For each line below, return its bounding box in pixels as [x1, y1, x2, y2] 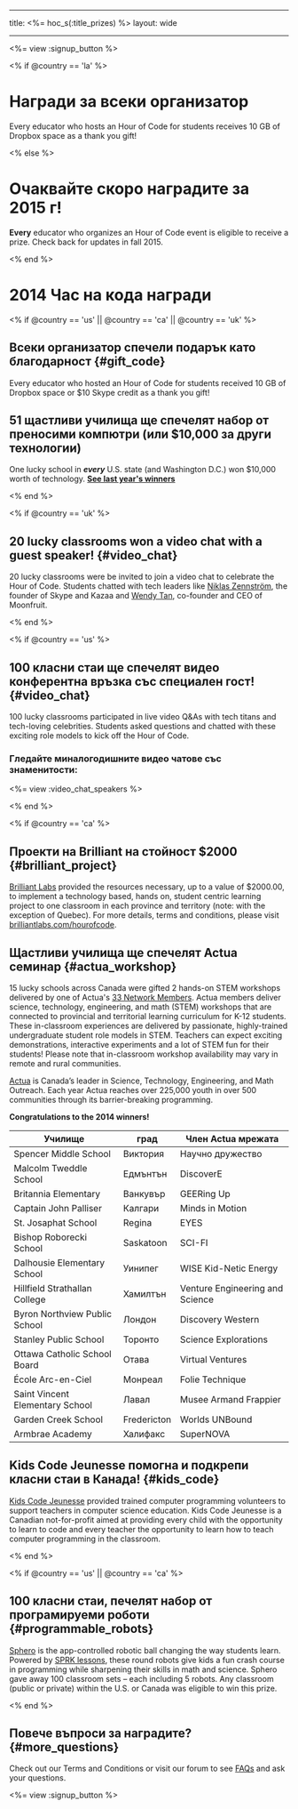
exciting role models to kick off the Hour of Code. [9, 730, 190, 741]
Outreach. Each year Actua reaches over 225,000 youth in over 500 [9, 1084, 257, 1095]
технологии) [9, 441, 82, 456]
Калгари [122, 1202, 160, 1214]
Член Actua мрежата [185, 1132, 279, 1145]
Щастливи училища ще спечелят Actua [9, 945, 238, 961]
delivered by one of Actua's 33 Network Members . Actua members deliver [9, 992, 282, 1002]
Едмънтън [122, 1167, 168, 1179]
